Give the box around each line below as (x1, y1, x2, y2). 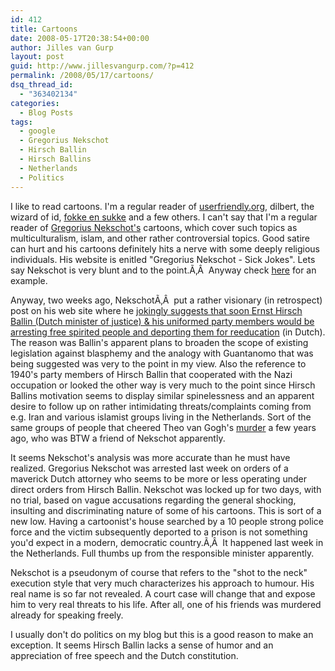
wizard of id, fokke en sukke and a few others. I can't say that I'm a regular (10, 211, 318, 223)
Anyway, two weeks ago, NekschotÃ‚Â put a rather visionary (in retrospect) (10, 294, 323, 306)
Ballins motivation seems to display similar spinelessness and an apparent (10, 389, 315, 401)
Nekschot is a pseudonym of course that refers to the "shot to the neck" (10, 566, 308, 578)
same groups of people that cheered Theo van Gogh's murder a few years (10, 421, 317, 433)
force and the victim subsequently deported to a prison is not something (10, 526, 308, 538)
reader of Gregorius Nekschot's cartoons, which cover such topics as (10, 221, 298, 233)
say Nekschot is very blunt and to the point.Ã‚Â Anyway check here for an (10, 264, 317, 276)
